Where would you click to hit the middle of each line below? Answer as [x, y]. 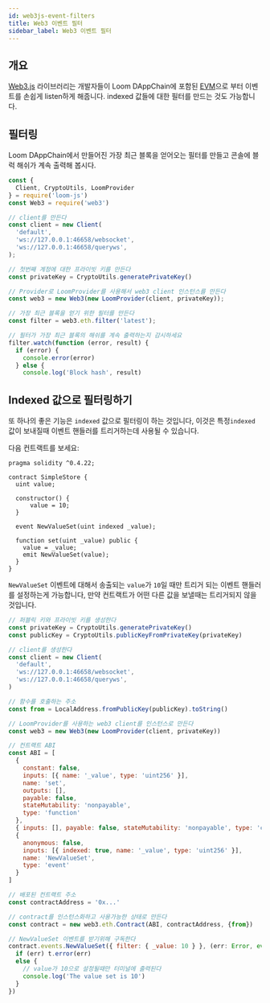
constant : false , [52, 768]
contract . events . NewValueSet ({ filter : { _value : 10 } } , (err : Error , [131, 947]
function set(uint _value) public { [77, 541]
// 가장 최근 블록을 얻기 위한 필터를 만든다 [72, 314]
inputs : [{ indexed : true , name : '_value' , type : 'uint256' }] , [133, 850]
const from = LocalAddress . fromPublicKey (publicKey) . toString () [118, 709]
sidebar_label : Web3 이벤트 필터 [60, 31]
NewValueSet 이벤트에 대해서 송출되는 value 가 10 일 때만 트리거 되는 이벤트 [124, 585]
